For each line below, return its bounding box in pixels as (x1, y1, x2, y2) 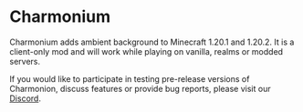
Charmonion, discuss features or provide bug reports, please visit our (9, 83, 271, 94)
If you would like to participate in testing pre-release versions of (9, 73, 250, 84)
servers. (9, 56, 41, 66)
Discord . (9, 93, 41, 104)
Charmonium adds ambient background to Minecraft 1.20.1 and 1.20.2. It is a (9, 36, 295, 47)
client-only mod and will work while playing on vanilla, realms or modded (9, 46, 284, 56)
